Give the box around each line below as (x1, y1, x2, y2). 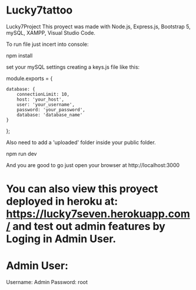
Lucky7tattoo (6, 4, 73, 17)
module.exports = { (6, 75, 53, 82)
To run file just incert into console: (6, 41, 89, 48)
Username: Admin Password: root (6, 279, 88, 286)
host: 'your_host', (16, 96, 65, 102)
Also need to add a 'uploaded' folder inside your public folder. (6, 139, 156, 146)
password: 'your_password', (16, 106, 85, 112)
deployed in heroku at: (6, 195, 118, 208)
